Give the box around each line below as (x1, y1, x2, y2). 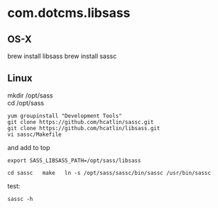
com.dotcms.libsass (7, 5, 131, 21)
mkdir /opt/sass (7, 91, 53, 100)
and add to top (7, 143, 50, 151)
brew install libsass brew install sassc (7, 52, 117, 60)
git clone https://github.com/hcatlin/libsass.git (7, 125, 160, 132)
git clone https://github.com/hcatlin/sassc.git (7, 118, 154, 125)
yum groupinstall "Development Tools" (7, 112, 122, 120)
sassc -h (7, 195, 33, 202)
